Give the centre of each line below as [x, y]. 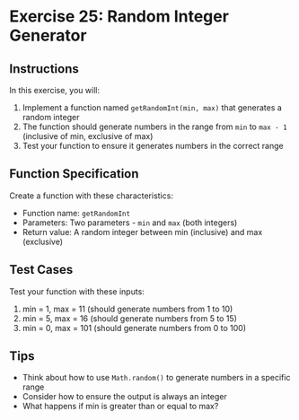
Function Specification [74, 174]
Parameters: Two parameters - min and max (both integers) [130, 223]
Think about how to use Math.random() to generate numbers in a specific [156, 378]
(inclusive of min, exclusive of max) [88, 136]
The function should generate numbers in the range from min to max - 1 [154, 127]
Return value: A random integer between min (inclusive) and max [142, 232]
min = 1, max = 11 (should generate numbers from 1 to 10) [128, 309]
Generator [48, 35]
